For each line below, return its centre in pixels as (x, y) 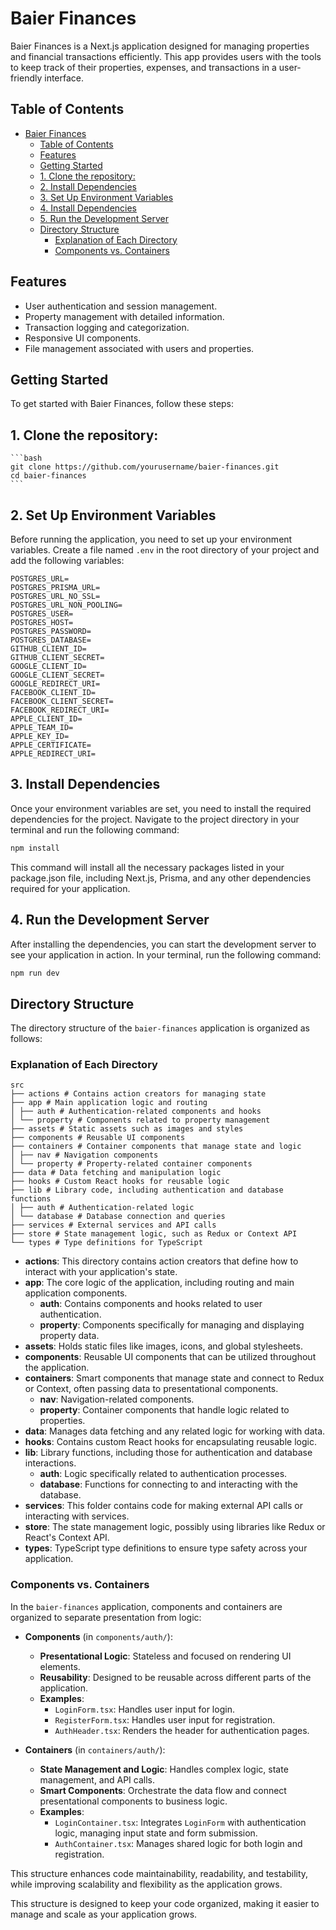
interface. (64, 78)
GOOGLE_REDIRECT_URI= (55, 684)
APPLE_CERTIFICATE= (51, 745)
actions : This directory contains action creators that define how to (161, 1261)
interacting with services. (77, 1516)
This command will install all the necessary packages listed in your (147, 867)
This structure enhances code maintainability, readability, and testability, (159, 1873)
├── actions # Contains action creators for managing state (138, 1094)
